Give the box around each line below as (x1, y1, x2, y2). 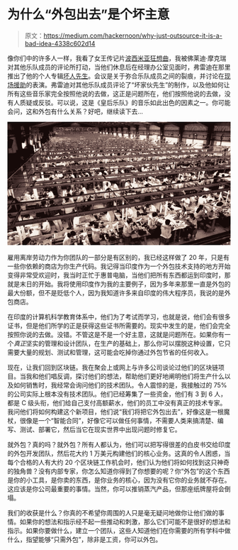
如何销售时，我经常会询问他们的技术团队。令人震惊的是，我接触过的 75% (13, 380, 227, 389)
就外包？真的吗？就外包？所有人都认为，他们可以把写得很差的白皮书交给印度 (7, 440, 231, 449)
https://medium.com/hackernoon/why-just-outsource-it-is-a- (43, 31, 223, 40)
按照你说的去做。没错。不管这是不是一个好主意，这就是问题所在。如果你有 (7, 330, 225, 339)
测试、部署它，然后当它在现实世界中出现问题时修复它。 (19, 425, 181, 434)
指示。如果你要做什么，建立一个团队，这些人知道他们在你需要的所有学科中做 (7, 526, 231, 534)
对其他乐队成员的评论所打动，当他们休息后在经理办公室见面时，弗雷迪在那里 (7, 62, 231, 71)
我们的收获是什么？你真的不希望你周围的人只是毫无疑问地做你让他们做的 (7, 508, 218, 517)
